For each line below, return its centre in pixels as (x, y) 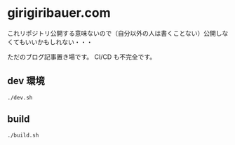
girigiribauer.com (59, 13)
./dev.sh (20, 97)
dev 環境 (26, 81)
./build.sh (23, 135)
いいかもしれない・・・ (59, 42)
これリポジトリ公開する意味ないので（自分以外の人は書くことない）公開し (115, 33)
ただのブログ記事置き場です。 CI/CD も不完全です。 (82, 57)
